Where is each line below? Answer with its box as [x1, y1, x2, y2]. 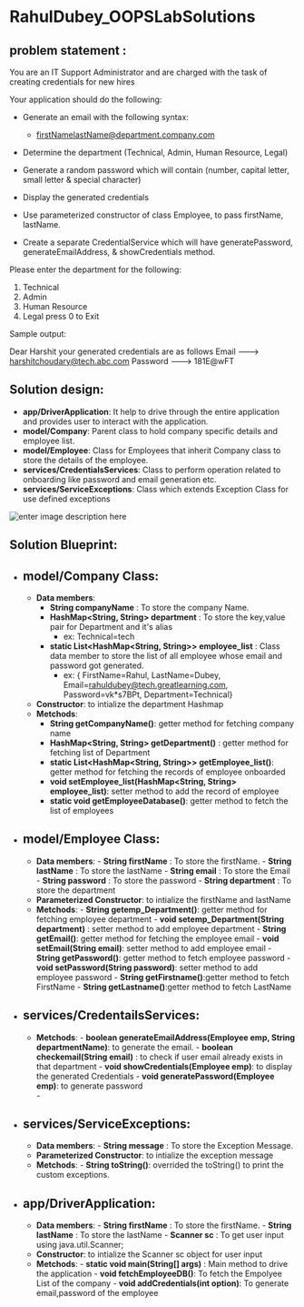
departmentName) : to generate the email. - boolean [35, 1041, 234, 1052]
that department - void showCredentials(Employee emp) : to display [35, 1060, 293, 1071]
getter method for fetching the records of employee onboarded [49, 766, 286, 777]
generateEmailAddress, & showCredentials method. [22, 247, 216, 257]
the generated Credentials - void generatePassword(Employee [35, 1070, 275, 1081]
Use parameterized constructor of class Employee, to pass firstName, [22, 209, 284, 220]
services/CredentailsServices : [22, 1008, 201, 1023]
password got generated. [49, 660, 144, 671]
